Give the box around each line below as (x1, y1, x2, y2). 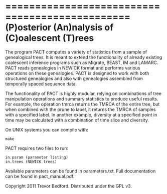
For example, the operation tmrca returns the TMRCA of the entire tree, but (5, 101, 160, 107)
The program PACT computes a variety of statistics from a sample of (5, 48, 147, 55)
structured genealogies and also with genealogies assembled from (5, 75, 143, 81)
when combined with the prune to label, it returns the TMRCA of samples (5, 106, 156, 112)
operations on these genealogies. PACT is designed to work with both (5, 70, 149, 76)
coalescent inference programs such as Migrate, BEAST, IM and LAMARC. (5, 59, 158, 65)
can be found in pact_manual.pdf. (5, 173, 75, 179)
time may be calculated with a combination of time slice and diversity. (5, 117, 149, 123)
